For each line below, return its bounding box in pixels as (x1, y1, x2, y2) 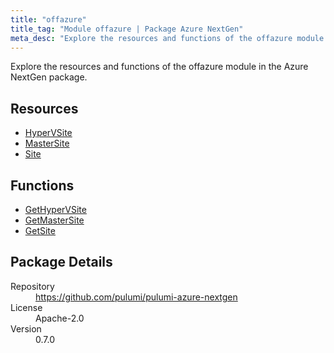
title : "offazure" (10, 14, 87, 25)
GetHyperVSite (24, 204, 87, 215)
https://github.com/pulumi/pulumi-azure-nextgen (35, 291, 238, 303)
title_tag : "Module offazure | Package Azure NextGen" (10, 24, 244, 34)
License (10, 301, 43, 313)
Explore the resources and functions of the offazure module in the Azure (10, 61, 309, 73)
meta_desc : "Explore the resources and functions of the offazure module (10, 33, 325, 43)
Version (10, 322, 42, 335)
